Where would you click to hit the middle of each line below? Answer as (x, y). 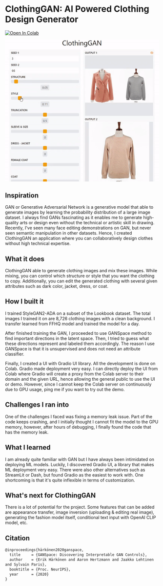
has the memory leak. (27, 432)
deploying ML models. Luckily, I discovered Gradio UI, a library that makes (80, 464)
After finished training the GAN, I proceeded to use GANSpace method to (79, 333)
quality (12, 223)
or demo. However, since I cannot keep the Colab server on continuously (78, 384)
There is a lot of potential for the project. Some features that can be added (80, 507)
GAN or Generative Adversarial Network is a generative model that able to (79, 207)
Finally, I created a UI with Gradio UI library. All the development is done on (80, 363)
